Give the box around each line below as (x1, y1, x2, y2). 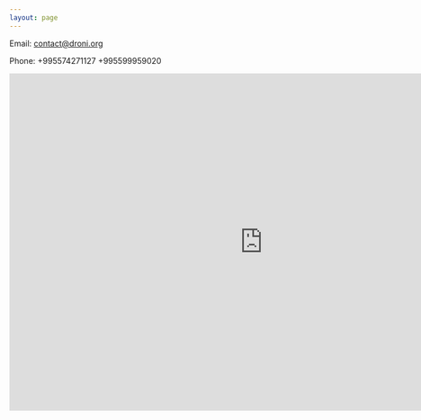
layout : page (9, 13, 58, 22)
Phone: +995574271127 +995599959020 (9, 55, 162, 66)
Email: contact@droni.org (9, 38, 103, 49)
